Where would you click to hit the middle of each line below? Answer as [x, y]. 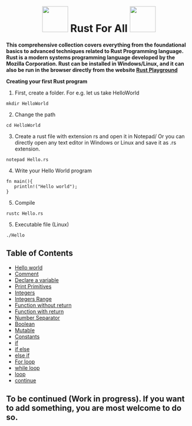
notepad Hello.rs [27, 159]
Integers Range [33, 299]
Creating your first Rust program [47, 81]
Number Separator [37, 317]
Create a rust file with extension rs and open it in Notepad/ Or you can [100, 136]
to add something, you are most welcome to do [94, 408]
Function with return [39, 311]
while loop [27, 368]
